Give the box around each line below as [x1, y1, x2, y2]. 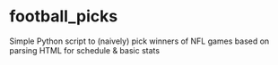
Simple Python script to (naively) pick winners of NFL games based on [9, 36, 270, 46]
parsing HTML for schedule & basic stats [9, 45, 160, 55]
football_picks [9, 6, 118, 27]
